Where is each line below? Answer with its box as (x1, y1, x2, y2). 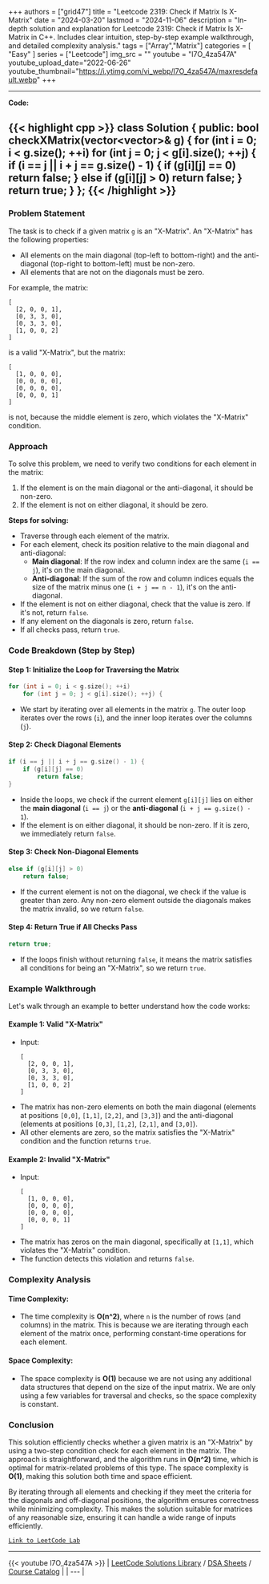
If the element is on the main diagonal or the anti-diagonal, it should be (19, 483, 254, 492)
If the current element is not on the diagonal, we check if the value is (19, 886, 247, 897)
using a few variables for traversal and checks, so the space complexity (19, 1391, 257, 1400)
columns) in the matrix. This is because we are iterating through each (19, 1320, 249, 1330)
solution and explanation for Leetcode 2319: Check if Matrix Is (29, 24, 234, 33)
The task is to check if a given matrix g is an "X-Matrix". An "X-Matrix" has (8, 226, 254, 236)
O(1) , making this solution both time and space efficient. (8, 1471, 193, 1481)
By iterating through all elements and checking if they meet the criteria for (8, 1487, 252, 1497)
